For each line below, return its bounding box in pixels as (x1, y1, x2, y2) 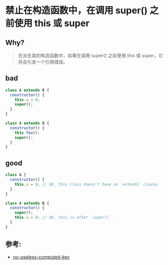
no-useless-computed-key (12, 254, 70, 260)
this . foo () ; (14, 130, 40, 135)
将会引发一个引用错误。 (17, 59, 68, 65)
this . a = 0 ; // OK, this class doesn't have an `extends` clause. (14, 181, 160, 187)
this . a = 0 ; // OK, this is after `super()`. (14, 215, 114, 220)
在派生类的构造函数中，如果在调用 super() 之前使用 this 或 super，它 (17, 52, 163, 58)
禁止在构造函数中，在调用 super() (5, 5, 148, 16)
